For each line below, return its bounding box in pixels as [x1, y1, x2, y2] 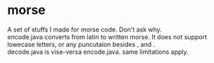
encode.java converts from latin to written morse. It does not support [7, 32, 208, 41]
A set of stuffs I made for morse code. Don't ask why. [7, 25, 162, 34]
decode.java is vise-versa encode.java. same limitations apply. [7, 48, 189, 56]
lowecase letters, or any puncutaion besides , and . [7, 40, 156, 48]
